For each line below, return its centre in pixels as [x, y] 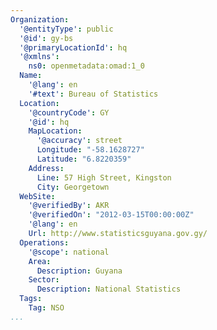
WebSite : [37, 196]
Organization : [40, 19]
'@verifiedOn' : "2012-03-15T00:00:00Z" [111, 215]
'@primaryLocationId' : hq [73, 47]
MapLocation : [55, 131]
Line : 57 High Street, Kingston [104, 177]
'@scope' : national [69, 252]
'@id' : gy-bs [46, 38]
